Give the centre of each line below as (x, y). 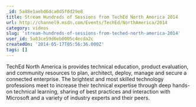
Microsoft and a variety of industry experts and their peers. (78, 98)
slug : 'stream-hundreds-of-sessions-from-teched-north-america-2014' (94, 34)
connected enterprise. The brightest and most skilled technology (85, 79)
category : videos (27, 28)
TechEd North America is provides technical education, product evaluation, (97, 66)
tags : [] (17, 50)
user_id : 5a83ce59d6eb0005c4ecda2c (50, 39)
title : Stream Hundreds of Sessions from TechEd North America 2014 (92, 17)
